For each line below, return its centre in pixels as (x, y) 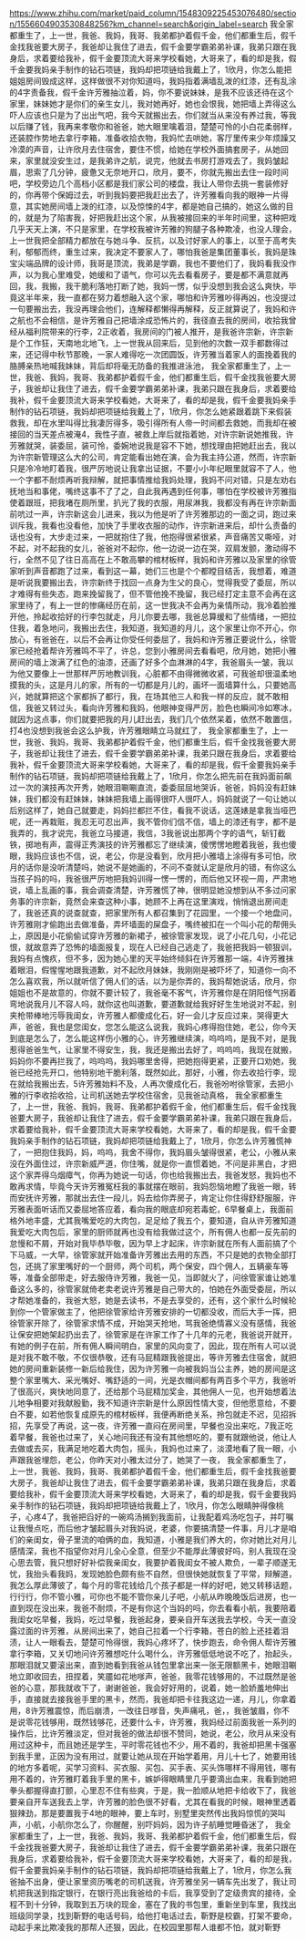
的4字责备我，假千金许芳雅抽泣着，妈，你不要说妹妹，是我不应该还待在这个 (152, 92)
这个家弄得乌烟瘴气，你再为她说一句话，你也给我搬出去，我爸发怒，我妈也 (149, 1175)
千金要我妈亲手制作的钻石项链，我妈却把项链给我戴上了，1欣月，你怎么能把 (151, 69)
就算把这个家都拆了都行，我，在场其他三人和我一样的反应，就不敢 (157, 696)
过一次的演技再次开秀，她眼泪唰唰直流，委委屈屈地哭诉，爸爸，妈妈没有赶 (149, 787)
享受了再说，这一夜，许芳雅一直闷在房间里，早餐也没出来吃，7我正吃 (163, 1425)
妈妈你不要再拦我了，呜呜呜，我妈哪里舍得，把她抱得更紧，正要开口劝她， (149, 1061)
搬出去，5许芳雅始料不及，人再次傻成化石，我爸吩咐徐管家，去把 (163, 1084)
